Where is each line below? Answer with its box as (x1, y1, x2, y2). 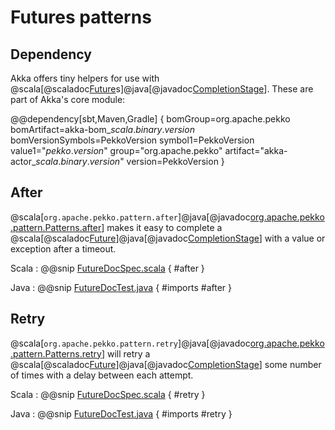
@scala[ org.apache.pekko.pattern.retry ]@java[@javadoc (10, 337, 251, 349)
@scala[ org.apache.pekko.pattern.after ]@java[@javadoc (10, 211, 251, 223)
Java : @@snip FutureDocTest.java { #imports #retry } (10, 407, 233, 420)
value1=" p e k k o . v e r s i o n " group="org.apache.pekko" (10, 145, 223, 156)
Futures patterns (10, 6, 152, 29)
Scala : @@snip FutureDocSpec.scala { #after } (10, 262, 205, 274)
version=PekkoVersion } (126, 156, 225, 167)
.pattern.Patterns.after (10, 221, 102, 233)
